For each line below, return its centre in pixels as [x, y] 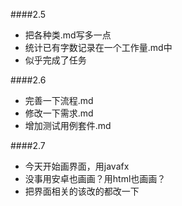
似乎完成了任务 [55, 60]
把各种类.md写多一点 [68, 35]
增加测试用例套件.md [68, 125]
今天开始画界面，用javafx [77, 166]
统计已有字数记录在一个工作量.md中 [98, 47]
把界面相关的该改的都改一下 [82, 191]
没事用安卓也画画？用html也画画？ [95, 178]
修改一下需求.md [59, 113]
